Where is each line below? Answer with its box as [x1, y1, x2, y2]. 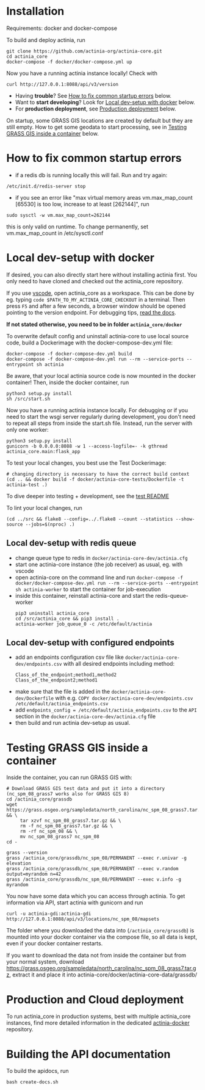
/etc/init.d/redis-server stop [6, 183, 86, 189]
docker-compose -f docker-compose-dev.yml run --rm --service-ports [6, 356, 184, 362]
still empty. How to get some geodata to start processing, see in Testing [6, 123, 187, 131]
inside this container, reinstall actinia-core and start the [15, 592, 154, 599]
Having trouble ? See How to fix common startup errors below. [15, 92, 172, 99]
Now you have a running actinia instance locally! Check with [6, 69, 157, 77]
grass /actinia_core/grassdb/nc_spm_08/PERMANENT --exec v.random [6, 866, 179, 872]
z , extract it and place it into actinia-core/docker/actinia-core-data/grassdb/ [6, 971, 197, 978]
